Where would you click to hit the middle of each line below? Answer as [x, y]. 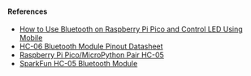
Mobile [31, 38]
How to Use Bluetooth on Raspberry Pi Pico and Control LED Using [131, 29]
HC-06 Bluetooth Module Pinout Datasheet [91, 46]
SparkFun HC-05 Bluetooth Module [78, 64]
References [28, 11]
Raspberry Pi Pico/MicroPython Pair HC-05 [91, 55]
